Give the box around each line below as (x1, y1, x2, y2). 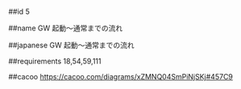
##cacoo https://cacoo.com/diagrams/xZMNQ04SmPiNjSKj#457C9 (8, 72, 234, 81)
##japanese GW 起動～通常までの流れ (8, 40, 135, 50)
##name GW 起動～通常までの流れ (8, 23, 123, 33)
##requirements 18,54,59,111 (8, 56, 102, 66)
